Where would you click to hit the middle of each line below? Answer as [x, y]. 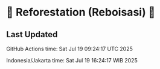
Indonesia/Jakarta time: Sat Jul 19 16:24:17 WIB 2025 [72, 60]
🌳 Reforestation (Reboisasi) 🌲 [81, 12]
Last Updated [32, 34]
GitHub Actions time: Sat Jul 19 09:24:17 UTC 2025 [69, 49]
